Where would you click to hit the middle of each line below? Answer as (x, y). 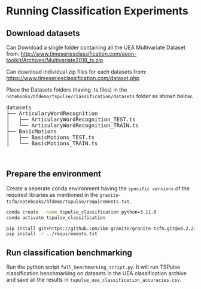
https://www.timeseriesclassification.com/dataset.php (73, 78)
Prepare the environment (54, 174)
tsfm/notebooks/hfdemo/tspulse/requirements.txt (68, 202)
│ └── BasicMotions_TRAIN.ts (52, 143)
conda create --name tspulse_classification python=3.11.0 (81, 212)
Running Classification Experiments (97, 11)
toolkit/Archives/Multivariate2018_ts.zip (55, 60)
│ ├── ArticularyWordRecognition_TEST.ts (71, 119)
